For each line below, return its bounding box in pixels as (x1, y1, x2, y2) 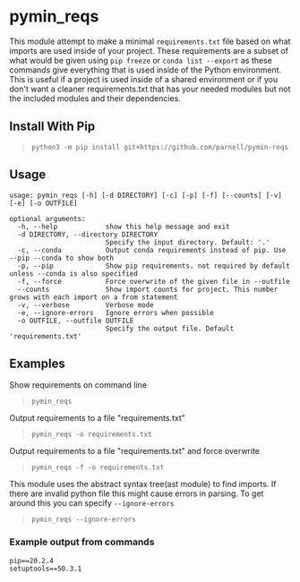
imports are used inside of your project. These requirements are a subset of (9, 45, 289, 56)
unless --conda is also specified (9, 269, 139, 278)
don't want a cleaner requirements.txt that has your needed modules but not (9, 83, 291, 94)
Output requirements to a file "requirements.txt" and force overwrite (9, 446, 261, 457)
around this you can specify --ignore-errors (9, 498, 175, 509)
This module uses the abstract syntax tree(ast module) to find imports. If (9, 479, 277, 490)
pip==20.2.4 (9, 556, 54, 565)
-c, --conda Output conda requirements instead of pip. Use (17, 245, 287, 254)
